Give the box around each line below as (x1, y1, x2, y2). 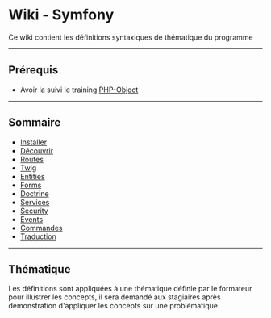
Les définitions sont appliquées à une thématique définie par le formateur (8, 284, 252, 294)
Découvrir (19, 145, 54, 155)
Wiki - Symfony (8, 6, 115, 24)
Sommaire (8, 115, 61, 130)
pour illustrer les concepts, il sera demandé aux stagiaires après (8, 292, 221, 302)
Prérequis (8, 63, 59, 77)
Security (19, 206, 48, 215)
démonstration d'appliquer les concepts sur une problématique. (8, 301, 220, 311)
